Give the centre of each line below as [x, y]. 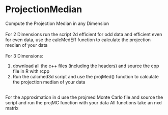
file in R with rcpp [31, 71]
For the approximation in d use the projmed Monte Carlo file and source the [84, 97]
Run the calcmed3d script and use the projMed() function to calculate [86, 76]
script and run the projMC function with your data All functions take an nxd [83, 102]
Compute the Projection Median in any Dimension [57, 23]
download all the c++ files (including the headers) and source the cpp [86, 66]
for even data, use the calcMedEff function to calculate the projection [78, 40]
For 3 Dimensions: [24, 56]
